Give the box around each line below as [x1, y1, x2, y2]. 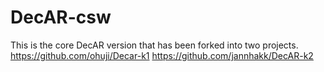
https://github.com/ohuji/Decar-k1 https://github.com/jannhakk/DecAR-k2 [10, 49, 314, 61]
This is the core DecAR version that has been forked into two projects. [10, 39, 299, 51]
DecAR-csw [10, 6, 112, 29]
